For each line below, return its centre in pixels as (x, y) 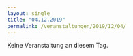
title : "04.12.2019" (36, 20)
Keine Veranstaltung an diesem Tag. (58, 46)
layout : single (29, 13)
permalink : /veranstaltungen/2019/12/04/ (67, 26)
